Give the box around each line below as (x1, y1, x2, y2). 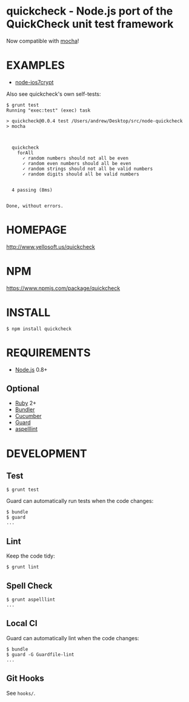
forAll (17, 150, 34, 156)
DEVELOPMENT (6, 447, 88, 461)
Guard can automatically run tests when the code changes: (6, 498, 154, 505)
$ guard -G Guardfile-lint (6, 651, 75, 658)
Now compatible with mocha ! (6, 37, 79, 44)
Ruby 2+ (15, 399, 37, 407)
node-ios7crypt (15, 78, 54, 86)
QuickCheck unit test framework (6, 17, 174, 31)
